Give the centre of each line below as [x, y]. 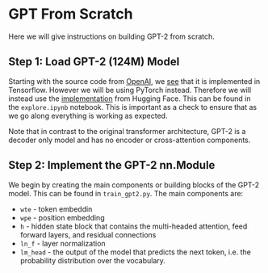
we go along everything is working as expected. [88, 115]
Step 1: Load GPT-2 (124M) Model [94, 62]
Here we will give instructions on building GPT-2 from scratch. [112, 36]
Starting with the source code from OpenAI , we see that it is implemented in [134, 81]
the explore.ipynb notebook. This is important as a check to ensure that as [132, 107]
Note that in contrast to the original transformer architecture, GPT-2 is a [127, 131]
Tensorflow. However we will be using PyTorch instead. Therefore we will [130, 90]
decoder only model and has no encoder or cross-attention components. [130, 140]
